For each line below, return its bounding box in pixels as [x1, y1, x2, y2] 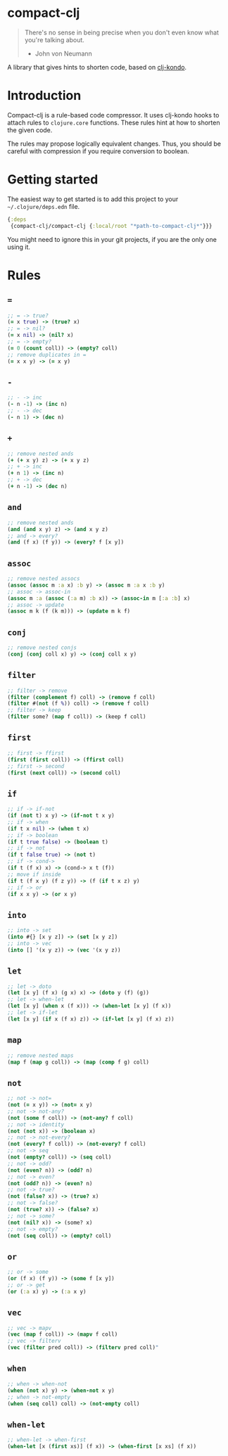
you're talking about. [24, 35, 84, 44]
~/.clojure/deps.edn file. [7, 202, 80, 210]
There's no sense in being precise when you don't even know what [24, 28, 220, 37]
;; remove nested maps [7, 1052, 74, 1059]
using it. [7, 243, 30, 251]
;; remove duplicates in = [7, 351, 87, 358]
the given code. [7, 125, 53, 134]
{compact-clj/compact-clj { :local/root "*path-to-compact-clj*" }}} [10, 222, 213, 229]
